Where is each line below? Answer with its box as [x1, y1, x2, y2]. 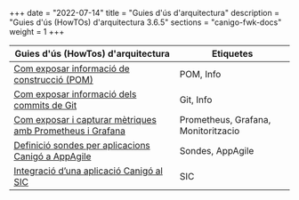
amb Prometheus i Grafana [13, 124, 126, 137]
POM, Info [179, 68, 222, 80]
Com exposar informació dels [13, 88, 137, 100]
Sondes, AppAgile [179, 145, 255, 156]
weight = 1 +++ [9, 27, 65, 36]
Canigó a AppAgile [13, 150, 92, 163]
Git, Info [179, 93, 213, 106]
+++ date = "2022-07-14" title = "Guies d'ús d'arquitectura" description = [9, 8, 280, 18]
